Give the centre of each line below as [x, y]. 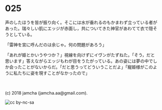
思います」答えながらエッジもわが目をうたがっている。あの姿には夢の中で [79, 61]
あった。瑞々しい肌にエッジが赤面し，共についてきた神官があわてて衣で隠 [79, 28]
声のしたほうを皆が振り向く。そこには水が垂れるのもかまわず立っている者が [81, 22]
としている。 [22, 34]
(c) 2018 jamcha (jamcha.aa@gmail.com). [46, 93]
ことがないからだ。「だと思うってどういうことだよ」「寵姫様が [83, 67]
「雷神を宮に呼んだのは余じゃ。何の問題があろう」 [56, 44]
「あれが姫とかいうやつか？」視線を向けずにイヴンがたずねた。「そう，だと [80, 55]
